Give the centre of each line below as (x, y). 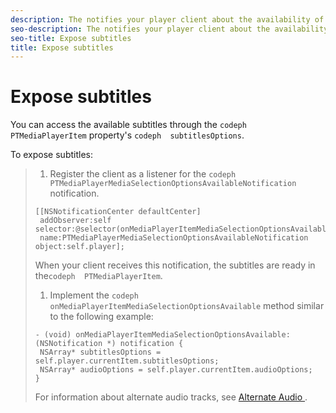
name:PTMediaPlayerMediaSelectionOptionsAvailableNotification (174, 238)
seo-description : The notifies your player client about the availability (169, 29)
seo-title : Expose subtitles (71, 38)
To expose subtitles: (51, 155)
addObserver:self (75, 221)
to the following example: (101, 317)
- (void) (53, 335)
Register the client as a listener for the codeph (143, 174)
